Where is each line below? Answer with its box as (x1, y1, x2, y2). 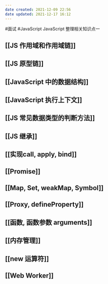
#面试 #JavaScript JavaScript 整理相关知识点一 (5, 25, 100, 32)
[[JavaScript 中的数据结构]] (5, 78, 89, 86)
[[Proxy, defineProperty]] (5, 200, 84, 209)
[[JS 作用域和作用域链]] (5, 41, 76, 49)
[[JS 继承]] (5, 132, 38, 140)
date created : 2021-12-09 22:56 (5, 7, 71, 12)
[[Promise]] (5, 167, 41, 175)
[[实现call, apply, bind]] (5, 150, 77, 159)
